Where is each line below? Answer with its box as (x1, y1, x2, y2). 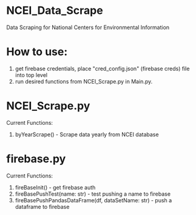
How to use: (6, 45, 68, 59)
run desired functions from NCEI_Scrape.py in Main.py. (15, 78, 153, 85)
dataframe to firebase (15, 203, 70, 210)
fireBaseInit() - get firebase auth (15, 184, 96, 191)
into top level (15, 71, 48, 79)
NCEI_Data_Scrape (6, 4, 103, 18)
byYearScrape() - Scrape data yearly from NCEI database (15, 131, 159, 138)
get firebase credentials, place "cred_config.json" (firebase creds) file (15, 65, 190, 72)
